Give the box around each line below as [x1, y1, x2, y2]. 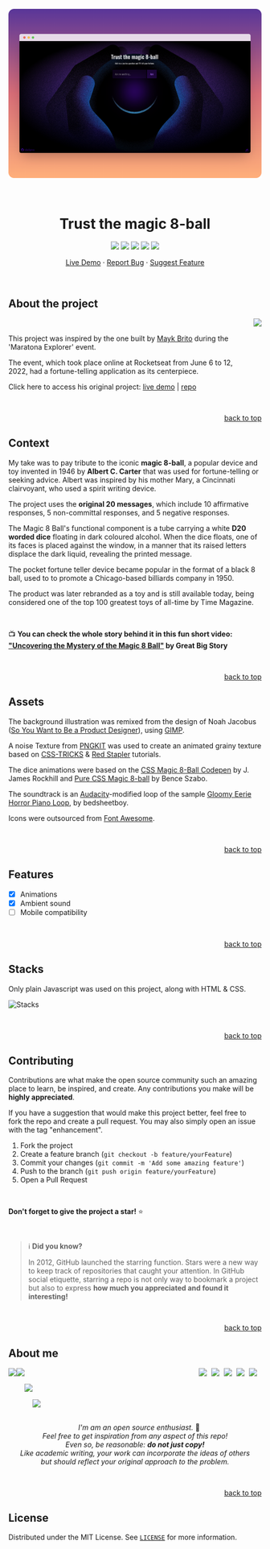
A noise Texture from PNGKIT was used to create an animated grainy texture [8, 740, 262, 750]
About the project [8, 296, 99, 310]
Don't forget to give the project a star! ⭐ [8, 1207, 144, 1216]
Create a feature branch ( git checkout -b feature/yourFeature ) [19, 1149, 233, 1159]
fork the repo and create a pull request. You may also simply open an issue [8, 1116, 256, 1126]
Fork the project [19, 1141, 74, 1150]
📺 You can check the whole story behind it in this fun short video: [8, 629, 233, 639]
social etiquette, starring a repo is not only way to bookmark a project [27, 1274, 259, 1285]
